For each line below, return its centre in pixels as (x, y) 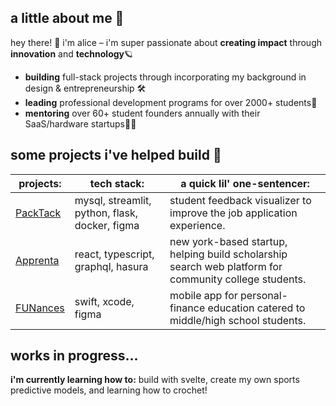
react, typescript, (114, 254)
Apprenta (37, 260)
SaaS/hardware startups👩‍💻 (80, 123)
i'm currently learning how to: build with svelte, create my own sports (155, 380)
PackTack (38, 213)
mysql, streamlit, (113, 200)
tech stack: (117, 183)
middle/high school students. (238, 320)
